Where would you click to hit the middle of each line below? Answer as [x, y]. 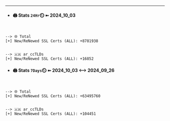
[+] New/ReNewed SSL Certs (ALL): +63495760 [53, 96]
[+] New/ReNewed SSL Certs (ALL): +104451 [51, 114]
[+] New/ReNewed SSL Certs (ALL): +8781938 [52, 41]
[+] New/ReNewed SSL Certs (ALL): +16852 [50, 59]
